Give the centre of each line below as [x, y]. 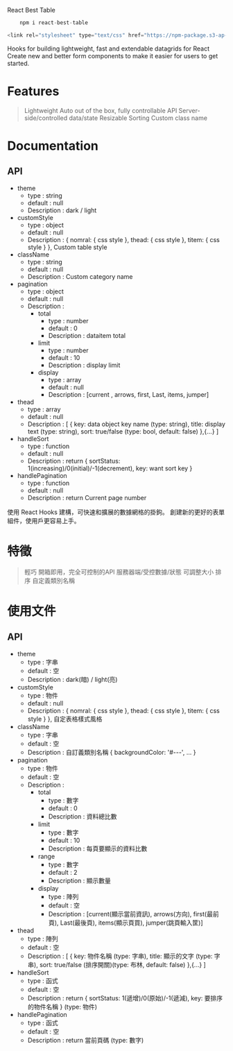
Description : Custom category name [80, 276]
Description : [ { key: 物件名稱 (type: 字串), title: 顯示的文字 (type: [120, 956]
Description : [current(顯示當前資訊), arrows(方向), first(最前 [134, 914]
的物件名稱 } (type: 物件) [62, 1007]
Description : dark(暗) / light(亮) [72, 679]
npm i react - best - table [54, 23]
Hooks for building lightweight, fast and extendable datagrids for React [109, 49]
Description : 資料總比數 [83, 816]
